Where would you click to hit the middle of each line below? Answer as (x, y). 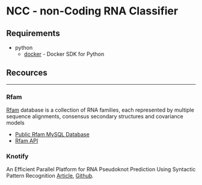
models (16, 123)
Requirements (33, 33)
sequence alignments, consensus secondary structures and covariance (95, 117)
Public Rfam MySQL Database (52, 135)
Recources (27, 73)
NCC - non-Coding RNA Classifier (92, 11)
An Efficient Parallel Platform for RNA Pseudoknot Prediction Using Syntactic (101, 169)
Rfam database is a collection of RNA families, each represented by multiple (100, 110)
